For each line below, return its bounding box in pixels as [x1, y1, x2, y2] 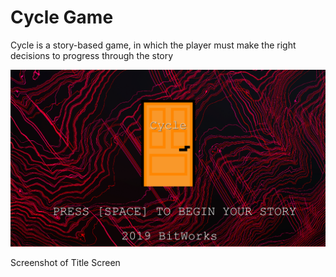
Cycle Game [10, 6, 114, 29]
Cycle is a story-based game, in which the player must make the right [10, 39, 297, 51]
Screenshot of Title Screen [10, 257, 121, 269]
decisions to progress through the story [10, 49, 174, 61]
